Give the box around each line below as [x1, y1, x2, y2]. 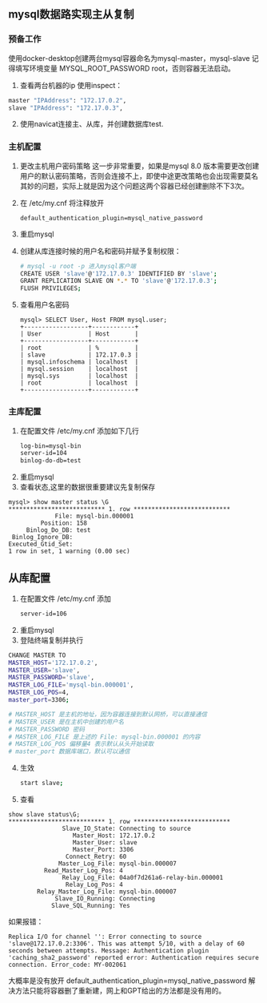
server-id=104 [19, 449, 67, 457]
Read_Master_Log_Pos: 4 [43, 867, 124, 875]
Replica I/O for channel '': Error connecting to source [8, 933, 202, 941]
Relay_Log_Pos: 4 [65, 880, 124, 889]
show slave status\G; [8, 811, 81, 819]
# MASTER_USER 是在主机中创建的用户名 [8, 718, 125, 726]
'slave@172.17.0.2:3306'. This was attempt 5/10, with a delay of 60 [8, 940, 245, 948]
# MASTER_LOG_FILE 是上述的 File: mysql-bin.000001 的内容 [8, 732, 201, 741]
